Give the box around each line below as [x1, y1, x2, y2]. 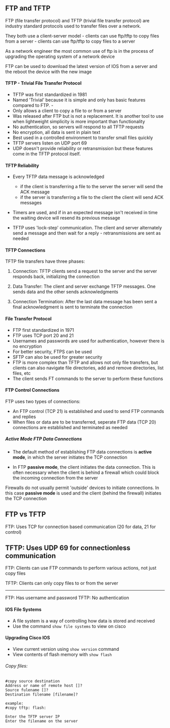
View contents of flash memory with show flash [12, 651, 112, 657]
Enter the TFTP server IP [5, 714, 60, 719]
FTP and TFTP [5, 4, 51, 13]
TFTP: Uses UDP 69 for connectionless [5, 544, 131, 552]
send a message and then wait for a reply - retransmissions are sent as [12, 230, 161, 236]
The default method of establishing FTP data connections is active [12, 448, 152, 455]
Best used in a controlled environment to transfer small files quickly [12, 134, 153, 141]
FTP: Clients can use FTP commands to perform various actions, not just [5, 565, 157, 571]
